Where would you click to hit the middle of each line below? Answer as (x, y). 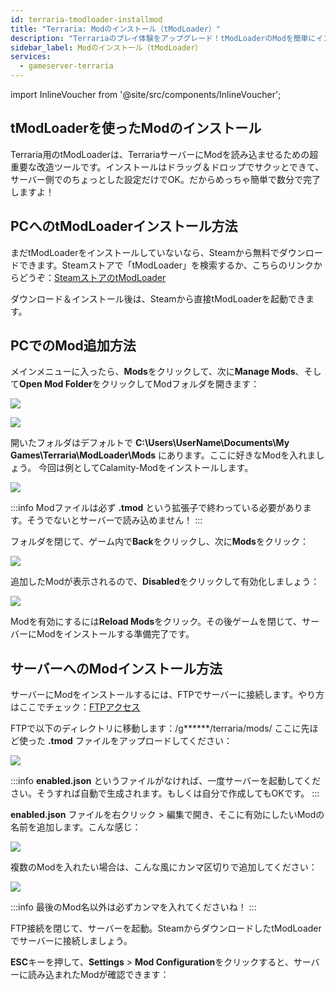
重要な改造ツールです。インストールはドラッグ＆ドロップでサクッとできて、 (167, 167)
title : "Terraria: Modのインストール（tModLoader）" (115, 29)
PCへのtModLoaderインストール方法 (124, 226)
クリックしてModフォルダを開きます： (180, 384)
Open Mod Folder (56, 384)
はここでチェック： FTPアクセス (75, 707)
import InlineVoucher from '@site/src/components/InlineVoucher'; (146, 94)
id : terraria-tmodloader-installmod (86, 19)
